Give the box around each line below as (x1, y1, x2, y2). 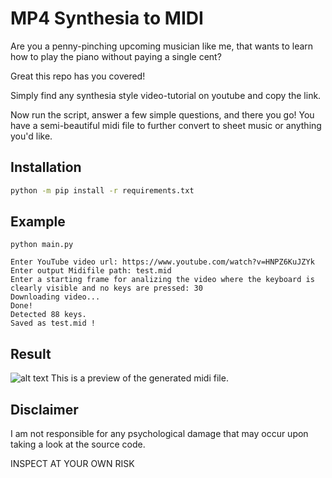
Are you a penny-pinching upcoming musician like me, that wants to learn (10, 40, 314, 52)
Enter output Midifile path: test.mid (10, 266, 172, 276)
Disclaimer (10, 401, 79, 418)
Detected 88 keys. (10, 310, 87, 320)
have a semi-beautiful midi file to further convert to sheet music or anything (10, 119, 322, 131)
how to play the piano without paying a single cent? (10, 50, 222, 62)
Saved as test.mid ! (10, 318, 97, 329)
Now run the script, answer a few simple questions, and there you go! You (10, 108, 315, 121)
